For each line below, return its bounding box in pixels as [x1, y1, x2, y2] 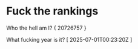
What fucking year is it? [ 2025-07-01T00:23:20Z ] [6, 36, 133, 43]
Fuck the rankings [6, 4, 99, 18]
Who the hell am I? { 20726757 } [6, 24, 87, 31]
